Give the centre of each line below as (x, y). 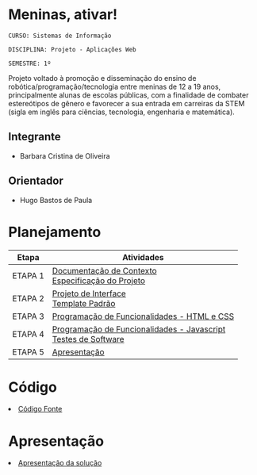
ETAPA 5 (29, 352)
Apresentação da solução (60, 463)
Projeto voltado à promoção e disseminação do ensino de (102, 78)
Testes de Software (88, 339)
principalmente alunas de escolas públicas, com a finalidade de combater (128, 95)
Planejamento (55, 232)
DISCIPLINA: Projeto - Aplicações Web (72, 49)
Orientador (36, 181)
